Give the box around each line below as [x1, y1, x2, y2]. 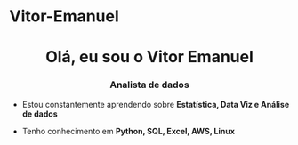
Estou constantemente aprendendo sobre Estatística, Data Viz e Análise [21, 99, 290, 109]
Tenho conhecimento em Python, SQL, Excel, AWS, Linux [21, 125, 236, 136]
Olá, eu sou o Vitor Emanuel [45, 47, 254, 68]
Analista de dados [109, 78, 189, 91]
